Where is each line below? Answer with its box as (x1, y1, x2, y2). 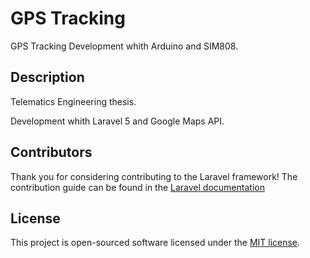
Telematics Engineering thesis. (10, 95, 137, 107)
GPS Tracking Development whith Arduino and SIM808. (10, 40, 239, 52)
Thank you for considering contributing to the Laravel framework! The (10, 170, 298, 182)
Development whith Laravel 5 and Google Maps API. (10, 115, 225, 127)
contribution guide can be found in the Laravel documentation (10, 181, 265, 193)
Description (10, 69, 85, 86)
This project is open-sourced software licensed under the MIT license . (10, 237, 301, 249)
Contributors (10, 144, 93, 161)
